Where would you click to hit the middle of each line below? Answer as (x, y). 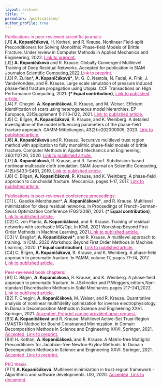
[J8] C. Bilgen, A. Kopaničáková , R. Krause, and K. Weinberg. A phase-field (81, 176)
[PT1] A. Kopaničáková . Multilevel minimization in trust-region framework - (80, 370)
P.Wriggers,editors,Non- (131, 283)
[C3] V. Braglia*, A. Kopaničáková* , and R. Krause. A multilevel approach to (80, 237)
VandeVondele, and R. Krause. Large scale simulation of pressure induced (79, 84)
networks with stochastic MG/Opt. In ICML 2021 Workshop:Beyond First (77, 227)
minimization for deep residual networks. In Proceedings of (64, 206)
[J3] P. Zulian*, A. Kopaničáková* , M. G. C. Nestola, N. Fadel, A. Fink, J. (77, 78)
